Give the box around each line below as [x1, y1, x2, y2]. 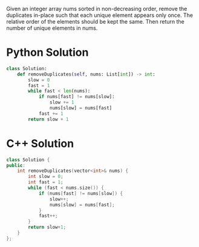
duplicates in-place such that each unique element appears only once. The [6, 12, 194, 19]
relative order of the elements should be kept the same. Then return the [6, 18, 184, 25]
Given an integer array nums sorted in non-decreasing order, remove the [6, 5, 188, 12]
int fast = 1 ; [28, 179, 64, 185]
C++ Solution [6, 136, 74, 150]
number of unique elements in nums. [6, 24, 98, 31]
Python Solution [6, 45, 89, 59]
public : [6, 162, 26, 168]
